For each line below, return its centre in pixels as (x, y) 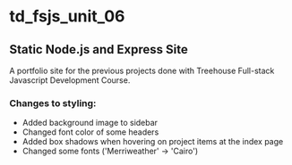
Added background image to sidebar (90, 123)
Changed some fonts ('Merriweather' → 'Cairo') (110, 151)
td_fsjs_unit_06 (67, 16)
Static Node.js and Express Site (99, 49)
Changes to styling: (53, 103)
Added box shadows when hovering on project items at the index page (153, 142)
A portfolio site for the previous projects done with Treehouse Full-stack (142, 70)
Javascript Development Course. (70, 80)
